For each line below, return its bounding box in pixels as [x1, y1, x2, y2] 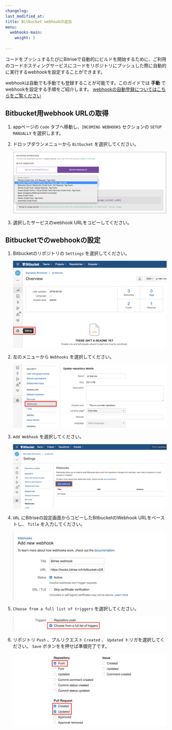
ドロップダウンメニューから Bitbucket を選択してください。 [12, 141, 139, 147]
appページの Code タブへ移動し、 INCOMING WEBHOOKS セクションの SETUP [12, 124, 162, 130]
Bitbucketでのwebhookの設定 [5, 236, 101, 245]
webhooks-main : [10, 30, 42, 35]
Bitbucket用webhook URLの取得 [5, 109, 109, 118]
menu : [5, 25, 17, 30]
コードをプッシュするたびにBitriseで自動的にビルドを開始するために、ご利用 [5, 56, 167, 62]
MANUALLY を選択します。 [12, 130, 64, 136]
